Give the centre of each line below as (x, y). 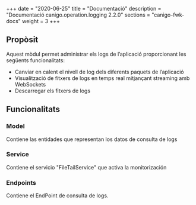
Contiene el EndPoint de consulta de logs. (57, 196)
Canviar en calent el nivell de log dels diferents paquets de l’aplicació (99, 72)
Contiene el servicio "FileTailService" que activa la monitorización (86, 167)
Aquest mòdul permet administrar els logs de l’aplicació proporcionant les (96, 54)
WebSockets (30, 84)
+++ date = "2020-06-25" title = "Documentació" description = (84, 9)
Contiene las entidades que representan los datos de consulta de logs (92, 139)
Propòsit (22, 40)
